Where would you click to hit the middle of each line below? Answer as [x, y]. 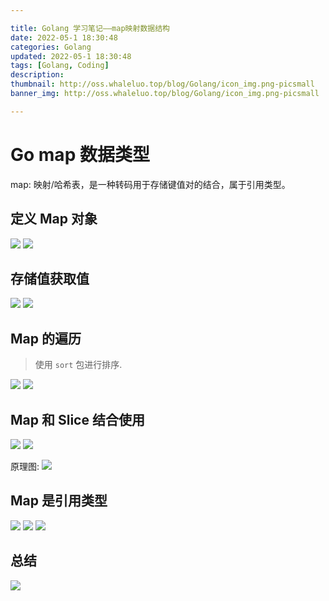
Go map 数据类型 [80, 154]
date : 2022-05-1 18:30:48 [64, 37]
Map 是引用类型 [59, 501]
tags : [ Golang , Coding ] [60, 66]
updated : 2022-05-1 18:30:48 [71, 56]
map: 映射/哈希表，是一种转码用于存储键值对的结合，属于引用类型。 [150, 184]
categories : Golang [51, 47]
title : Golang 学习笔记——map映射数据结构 [90, 28]
